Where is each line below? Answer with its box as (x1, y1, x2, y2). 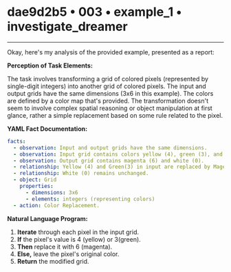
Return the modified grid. (16, 257, 89, 265)
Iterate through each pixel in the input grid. (16, 228, 140, 236)
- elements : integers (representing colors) (25, 196, 155, 202)
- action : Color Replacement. (13, 202, 100, 209)
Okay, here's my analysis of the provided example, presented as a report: (7, 48, 214, 56)
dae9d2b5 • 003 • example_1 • (7, 4, 182, 20)
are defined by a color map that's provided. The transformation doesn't (7, 96, 208, 105)
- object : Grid (13, 176, 57, 183)
